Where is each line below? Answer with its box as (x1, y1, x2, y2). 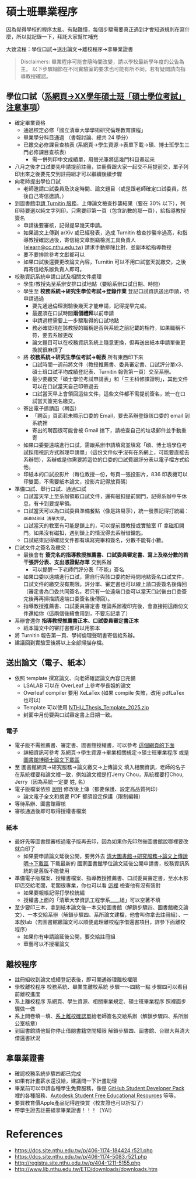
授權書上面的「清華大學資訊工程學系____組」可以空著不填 (23, 897, 161, 904)
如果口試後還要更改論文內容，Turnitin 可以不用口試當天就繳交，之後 (23, 258, 187, 265)
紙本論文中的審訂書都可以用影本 (23, 624, 100, 631)
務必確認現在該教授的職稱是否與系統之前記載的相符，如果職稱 (32, 324, 181, 331)
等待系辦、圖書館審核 (14, 800, 66, 807)
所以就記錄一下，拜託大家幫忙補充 (16, 33, 98, 40)
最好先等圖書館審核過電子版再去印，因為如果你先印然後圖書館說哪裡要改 (14, 838, 188, 845)
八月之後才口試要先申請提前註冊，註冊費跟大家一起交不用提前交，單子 (14, 163, 184, 170)
